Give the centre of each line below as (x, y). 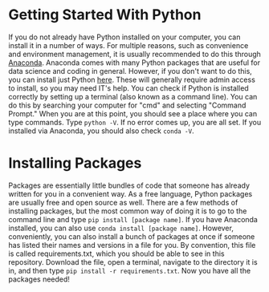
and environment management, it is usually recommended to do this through (134, 54)
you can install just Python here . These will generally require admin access (132, 79)
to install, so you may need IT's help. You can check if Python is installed (128, 88)
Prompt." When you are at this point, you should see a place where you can (133, 113)
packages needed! (39, 279)
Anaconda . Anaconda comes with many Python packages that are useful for (134, 63)
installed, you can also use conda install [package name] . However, (121, 228)
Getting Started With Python (105, 15)
